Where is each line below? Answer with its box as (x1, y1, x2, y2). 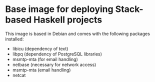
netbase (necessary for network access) (12, 61, 96, 67)
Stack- (115, 3, 143, 15)
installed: (5, 36, 24, 42)
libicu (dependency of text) (12, 45, 68, 51)
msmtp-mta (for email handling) (12, 56, 78, 62)
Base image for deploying (5, 3, 113, 15)
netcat (12, 72, 26, 78)
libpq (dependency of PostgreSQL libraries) (12, 51, 102, 57)
